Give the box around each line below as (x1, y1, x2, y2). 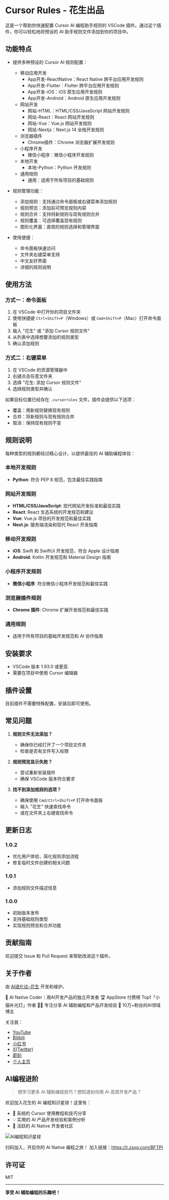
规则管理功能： (12, 188, 44, 194)
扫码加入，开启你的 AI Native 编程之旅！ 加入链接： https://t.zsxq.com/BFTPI (5, 1145, 163, 1151)
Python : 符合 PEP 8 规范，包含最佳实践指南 (12, 476, 103, 482)
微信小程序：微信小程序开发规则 (27, 152, 94, 158)
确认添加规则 (12, 340, 39, 347)
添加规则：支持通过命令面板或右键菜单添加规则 (20, 198, 117, 204)
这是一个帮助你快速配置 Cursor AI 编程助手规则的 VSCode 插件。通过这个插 (5, 22, 161, 28)
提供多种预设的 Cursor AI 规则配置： (12, 59, 88, 65)
